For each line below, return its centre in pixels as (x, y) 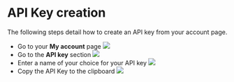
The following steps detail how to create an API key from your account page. (117, 32)
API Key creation (57, 13)
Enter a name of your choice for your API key (82, 63)
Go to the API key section (54, 54)
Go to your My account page (59, 46)
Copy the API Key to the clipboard (66, 71)
